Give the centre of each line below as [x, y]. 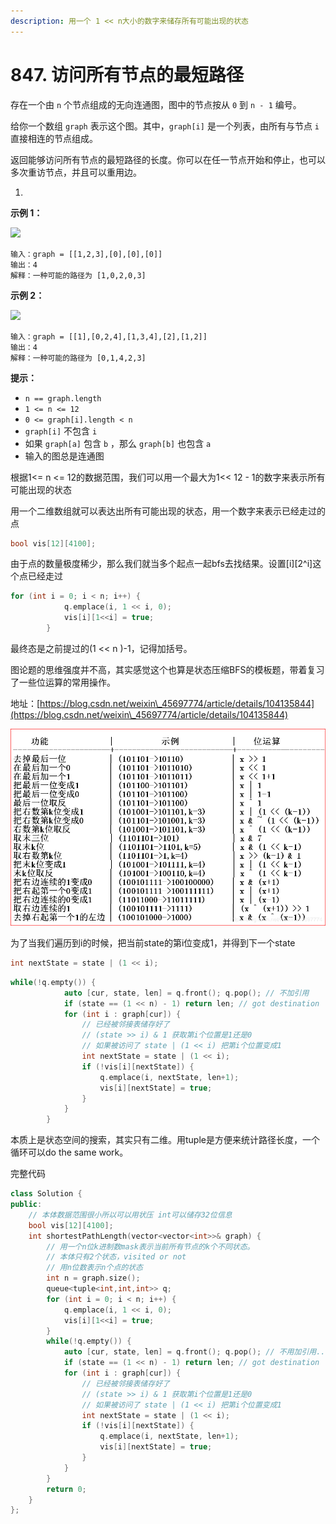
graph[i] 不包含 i [61, 431]
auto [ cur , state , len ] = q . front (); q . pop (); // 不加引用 [186, 993]
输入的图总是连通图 [64, 456]
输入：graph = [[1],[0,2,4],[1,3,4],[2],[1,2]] [109, 336]
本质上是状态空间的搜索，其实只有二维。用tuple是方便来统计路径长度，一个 [165, 1140]
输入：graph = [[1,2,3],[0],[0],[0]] [86, 254]
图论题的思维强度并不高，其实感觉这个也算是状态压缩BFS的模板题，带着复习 [167, 669]
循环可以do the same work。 [69, 1152]
